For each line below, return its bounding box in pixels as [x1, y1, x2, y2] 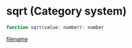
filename [6, 35, 28, 43]
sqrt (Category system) [6, 4, 127, 18]
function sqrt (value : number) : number [6, 24, 104, 30]
